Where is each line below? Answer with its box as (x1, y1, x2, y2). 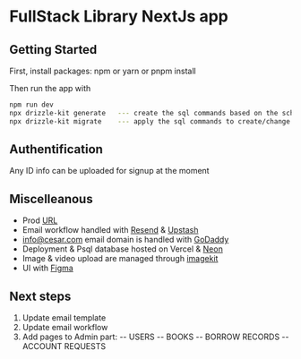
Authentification (9, 141, 103, 158)
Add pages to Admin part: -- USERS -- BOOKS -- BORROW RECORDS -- (21, 331, 289, 342)
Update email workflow (21, 322, 108, 333)
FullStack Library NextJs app (9, 6, 228, 27)
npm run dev (9, 100, 54, 109)
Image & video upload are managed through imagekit (21, 253, 219, 264)
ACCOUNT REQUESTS (21, 341, 106, 352)
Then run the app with (9, 83, 91, 93)
